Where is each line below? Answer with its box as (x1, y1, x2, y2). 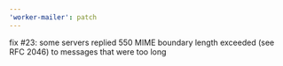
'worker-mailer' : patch (9, 12, 98, 22)
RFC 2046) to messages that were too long (9, 46, 167, 57)
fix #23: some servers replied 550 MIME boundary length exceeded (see (9, 37, 275, 48)
